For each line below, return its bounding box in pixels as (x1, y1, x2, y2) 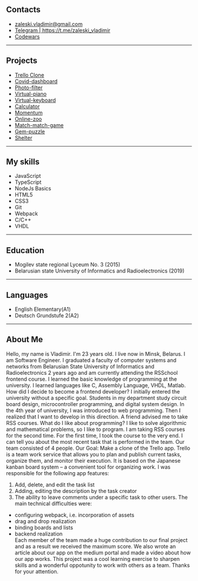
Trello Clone (14, 71, 44, 79)
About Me (6, 335, 43, 345)
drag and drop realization (14, 517, 77, 525)
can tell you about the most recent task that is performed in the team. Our (6, 438, 184, 445)
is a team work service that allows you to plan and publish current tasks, (6, 450, 181, 457)
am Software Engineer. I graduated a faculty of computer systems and (6, 356, 177, 363)
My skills (6, 157, 40, 167)
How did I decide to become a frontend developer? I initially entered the (6, 388, 180, 395)
